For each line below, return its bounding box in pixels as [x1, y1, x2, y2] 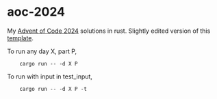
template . [7, 33, 34, 42]
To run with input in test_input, [7, 72, 92, 81]
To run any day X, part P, [7, 47, 77, 55]
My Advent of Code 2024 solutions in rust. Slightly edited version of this [7, 27, 211, 35]
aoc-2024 [7, 4, 66, 20]
